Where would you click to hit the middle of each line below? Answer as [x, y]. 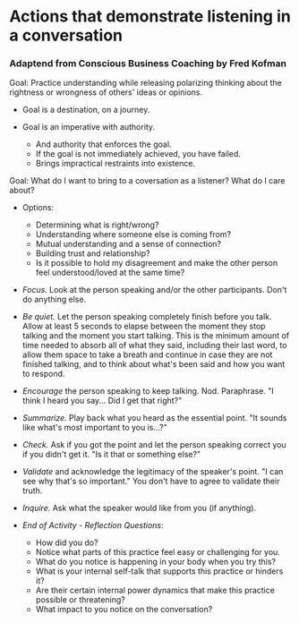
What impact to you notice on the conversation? [124, 610]
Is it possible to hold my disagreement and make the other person [157, 263]
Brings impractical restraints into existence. [115, 164]
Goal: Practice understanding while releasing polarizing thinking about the [145, 83]
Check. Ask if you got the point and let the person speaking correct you [154, 445]
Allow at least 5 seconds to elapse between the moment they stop [144, 326]
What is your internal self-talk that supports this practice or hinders [159, 571]
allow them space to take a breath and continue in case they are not [147, 354]
